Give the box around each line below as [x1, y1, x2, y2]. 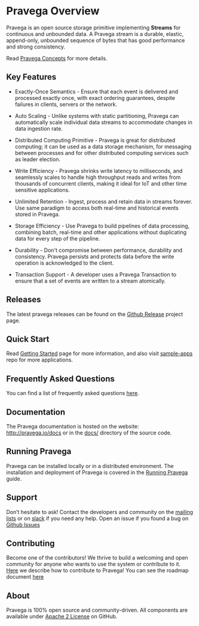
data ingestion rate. [14, 124, 63, 132]
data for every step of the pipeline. [14, 235, 100, 242]
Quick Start [6, 334, 50, 344]
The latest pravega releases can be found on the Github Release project [6, 310, 183, 318]
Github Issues [6, 521, 40, 528]
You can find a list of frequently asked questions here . [6, 390, 139, 397]
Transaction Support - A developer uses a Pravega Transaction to [14, 271, 177, 278]
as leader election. [14, 156, 61, 163]
